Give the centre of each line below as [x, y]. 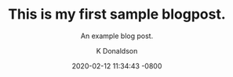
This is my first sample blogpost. [117, 14]
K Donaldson [117, 51]
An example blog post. [117, 36]
